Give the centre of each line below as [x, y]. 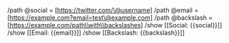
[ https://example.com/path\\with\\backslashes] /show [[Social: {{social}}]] [115, 25]
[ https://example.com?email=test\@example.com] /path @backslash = [110, 18]
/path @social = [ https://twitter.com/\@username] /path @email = [103, 10]
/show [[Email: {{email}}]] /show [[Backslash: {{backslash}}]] [96, 32]
